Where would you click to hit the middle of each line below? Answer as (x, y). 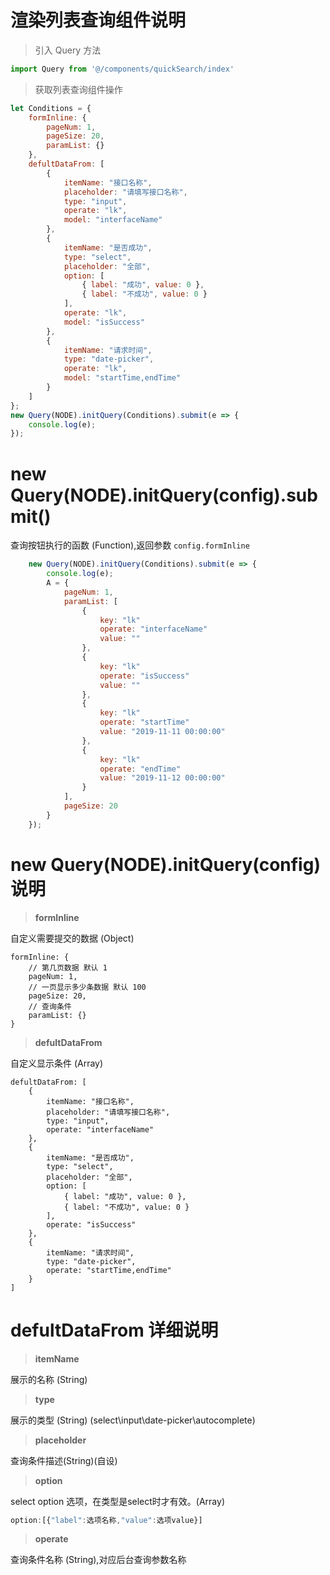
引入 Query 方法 (68, 50)
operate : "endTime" (140, 769)
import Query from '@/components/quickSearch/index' (122, 69)
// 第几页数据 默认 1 (68, 967)
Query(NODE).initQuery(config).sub (164, 495)
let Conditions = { (51, 108)
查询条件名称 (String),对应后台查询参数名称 (98, 1560)
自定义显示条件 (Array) (57, 1063)
